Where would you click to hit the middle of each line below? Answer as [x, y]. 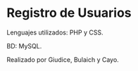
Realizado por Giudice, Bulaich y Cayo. [63, 59]
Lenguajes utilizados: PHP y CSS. [55, 32]
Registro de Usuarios [69, 13]
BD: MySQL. [24, 46]
